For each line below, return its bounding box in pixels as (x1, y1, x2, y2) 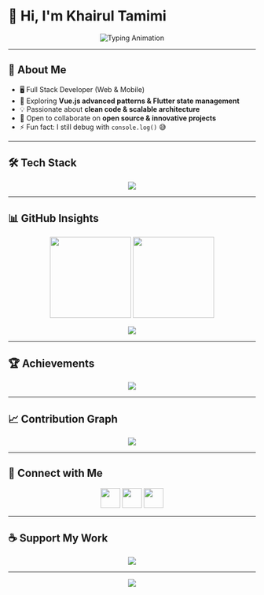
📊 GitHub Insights (8, 212, 100, 225)
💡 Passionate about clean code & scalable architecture (19, 104, 200, 113)
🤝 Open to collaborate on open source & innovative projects (19, 113, 217, 123)
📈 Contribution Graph (8, 412, 118, 426)
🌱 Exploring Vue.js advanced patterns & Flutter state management (19, 96, 240, 105)
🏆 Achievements (8, 357, 95, 370)
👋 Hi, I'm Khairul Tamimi (8, 7, 167, 25)
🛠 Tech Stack (8, 157, 77, 170)
